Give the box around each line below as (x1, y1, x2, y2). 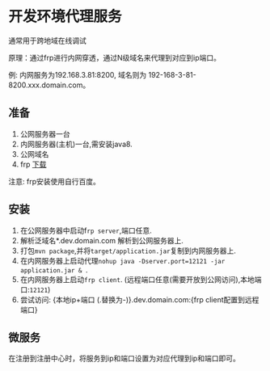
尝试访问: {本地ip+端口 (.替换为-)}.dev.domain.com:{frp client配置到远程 (19, 294, 259, 304)
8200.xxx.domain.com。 (8, 80, 91, 90)
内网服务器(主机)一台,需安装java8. (19, 139, 133, 149)
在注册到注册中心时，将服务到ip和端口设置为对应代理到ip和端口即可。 (8, 353, 240, 364)
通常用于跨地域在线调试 (8, 36, 86, 45)
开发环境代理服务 (8, 7, 123, 26)
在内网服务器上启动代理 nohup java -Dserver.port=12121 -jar (19, 255, 226, 265)
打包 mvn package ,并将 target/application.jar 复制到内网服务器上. (19, 246, 237, 255)
